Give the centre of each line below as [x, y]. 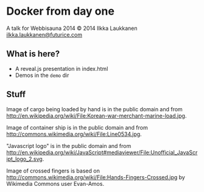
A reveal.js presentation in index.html [62, 68]
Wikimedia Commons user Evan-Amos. [55, 183]
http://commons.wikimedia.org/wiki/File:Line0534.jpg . [74, 134]
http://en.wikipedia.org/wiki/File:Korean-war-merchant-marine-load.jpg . [97, 116]
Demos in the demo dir [42, 75]
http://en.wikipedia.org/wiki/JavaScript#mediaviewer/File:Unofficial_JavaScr [102, 152]
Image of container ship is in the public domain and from [77, 127]
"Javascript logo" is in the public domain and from [69, 146]
